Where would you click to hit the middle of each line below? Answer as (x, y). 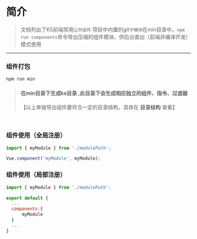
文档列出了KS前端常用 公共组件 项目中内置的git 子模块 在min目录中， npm (103, 29)
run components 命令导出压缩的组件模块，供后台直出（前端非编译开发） (104, 36)
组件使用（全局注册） (36, 135)
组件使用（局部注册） (36, 175)
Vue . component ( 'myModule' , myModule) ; (53, 159)
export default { (27, 198)
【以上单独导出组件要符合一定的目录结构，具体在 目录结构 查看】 (99, 107)
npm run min (21, 79)
